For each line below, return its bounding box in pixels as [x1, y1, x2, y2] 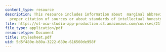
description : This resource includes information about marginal [5, 12, 145, 17]
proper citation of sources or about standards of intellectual [9, 16, 145, 21]
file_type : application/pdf [5, 26, 63, 31]
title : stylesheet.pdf [5, 35, 52, 40]
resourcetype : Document [5, 30, 54, 35]
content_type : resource [5, 7, 54, 12]
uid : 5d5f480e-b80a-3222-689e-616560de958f [5, 40, 96, 45]
